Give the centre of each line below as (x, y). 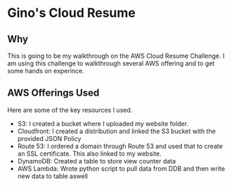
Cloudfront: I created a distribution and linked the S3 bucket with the (116, 131)
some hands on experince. (46, 71)
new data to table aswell (52, 176)
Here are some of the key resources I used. (70, 110)
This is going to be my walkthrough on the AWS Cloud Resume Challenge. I (116, 56)
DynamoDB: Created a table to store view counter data (97, 161)
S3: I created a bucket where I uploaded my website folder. (103, 123)
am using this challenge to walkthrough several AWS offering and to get (111, 63)
